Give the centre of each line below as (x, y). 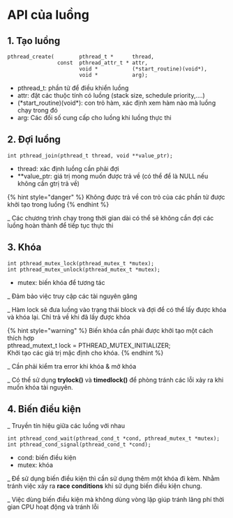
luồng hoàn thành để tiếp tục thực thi (60, 225)
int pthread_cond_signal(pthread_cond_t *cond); (79, 445)
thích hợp (21, 338)
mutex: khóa (35, 465)
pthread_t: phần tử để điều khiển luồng (73, 88)
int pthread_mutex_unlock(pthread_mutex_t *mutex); (84, 269)
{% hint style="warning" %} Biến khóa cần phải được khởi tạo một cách (110, 330)
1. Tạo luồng (34, 41)
